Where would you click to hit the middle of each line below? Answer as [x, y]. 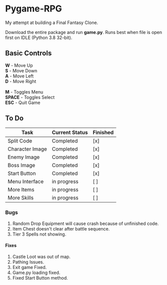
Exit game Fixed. [29, 267]
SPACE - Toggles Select [30, 97]
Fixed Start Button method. [40, 278]
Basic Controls [28, 53]
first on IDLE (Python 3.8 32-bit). [39, 37]
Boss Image [21, 165]
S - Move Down [21, 70]
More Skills [21, 197]
